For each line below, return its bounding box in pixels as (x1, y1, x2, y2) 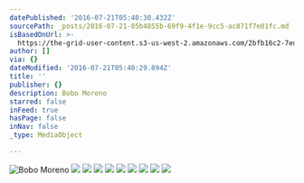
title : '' (9, 72, 47, 81)
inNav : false (9, 123, 59, 132)
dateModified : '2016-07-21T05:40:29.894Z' (9, 64, 172, 73)
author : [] (9, 47, 51, 56)
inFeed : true (9, 105, 59, 114)
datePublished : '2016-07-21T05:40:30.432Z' (9, 13, 176, 23)
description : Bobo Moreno (9, 88, 107, 97)
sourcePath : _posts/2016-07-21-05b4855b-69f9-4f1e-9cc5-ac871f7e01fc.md (9, 22, 290, 31)
